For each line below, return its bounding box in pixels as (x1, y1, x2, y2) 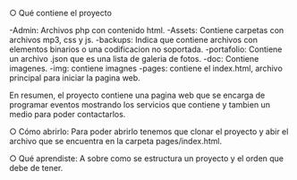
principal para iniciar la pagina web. (9, 73, 140, 83)
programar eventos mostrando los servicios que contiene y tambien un (9, 99, 271, 110)
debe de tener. (9, 163, 64, 173)
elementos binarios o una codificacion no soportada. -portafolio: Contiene (9, 44, 283, 55)
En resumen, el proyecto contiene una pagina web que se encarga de (9, 90, 266, 100)
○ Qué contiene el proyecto (9, 8, 112, 18)
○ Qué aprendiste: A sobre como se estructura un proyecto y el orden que (9, 153, 284, 164)
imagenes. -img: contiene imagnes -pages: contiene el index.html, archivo (9, 63, 284, 73)
